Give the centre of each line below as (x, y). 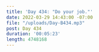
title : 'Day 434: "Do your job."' (50, 12)
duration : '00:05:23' (34, 34)
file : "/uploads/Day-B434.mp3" (46, 23)
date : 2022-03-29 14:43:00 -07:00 (50, 17)
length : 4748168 (27, 39)
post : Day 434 (24, 28)
